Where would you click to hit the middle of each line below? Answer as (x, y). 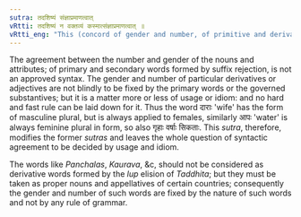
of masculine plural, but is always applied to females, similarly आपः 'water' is (149, 117)
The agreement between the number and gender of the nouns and (132, 60)
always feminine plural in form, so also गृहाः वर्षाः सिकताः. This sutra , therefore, (146, 127)
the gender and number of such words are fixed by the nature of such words (151, 193)
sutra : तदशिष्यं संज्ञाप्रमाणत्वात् (52, 17)
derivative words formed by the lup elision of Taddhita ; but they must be (142, 174)
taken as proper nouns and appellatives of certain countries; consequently (147, 184)
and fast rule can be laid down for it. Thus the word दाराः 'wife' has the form (146, 108)
